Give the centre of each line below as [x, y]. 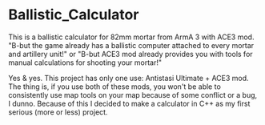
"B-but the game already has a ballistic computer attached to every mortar [131, 45]
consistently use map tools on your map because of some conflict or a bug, [133, 95]
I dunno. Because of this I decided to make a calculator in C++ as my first [129, 103]
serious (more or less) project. [58, 112]
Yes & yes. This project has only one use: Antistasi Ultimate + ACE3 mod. [129, 78]
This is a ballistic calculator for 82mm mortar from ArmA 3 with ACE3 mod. [131, 37]
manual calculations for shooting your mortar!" [85, 62]
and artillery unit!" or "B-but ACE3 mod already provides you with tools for [131, 54]
